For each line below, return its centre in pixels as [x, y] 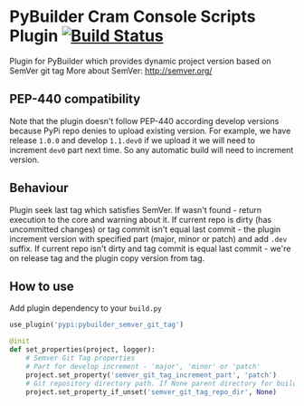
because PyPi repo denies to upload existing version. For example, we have [150, 130]
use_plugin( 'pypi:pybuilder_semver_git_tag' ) [96, 325]
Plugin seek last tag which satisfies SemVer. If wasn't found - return [136, 209]
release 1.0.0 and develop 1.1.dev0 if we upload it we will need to [133, 140]
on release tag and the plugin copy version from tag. [107, 258]
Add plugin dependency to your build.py [85, 308]
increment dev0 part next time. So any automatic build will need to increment [152, 150]
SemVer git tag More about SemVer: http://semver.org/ [111, 71]
